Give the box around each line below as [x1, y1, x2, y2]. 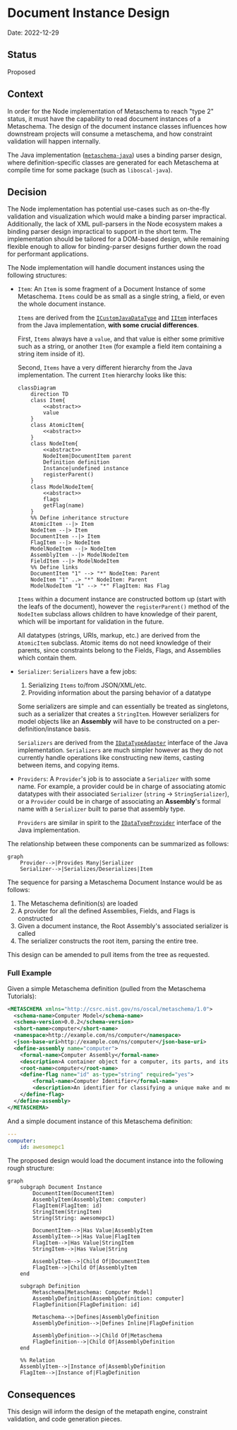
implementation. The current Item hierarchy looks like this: [17, 371, 187, 380]
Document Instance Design [7, 5, 170, 21]
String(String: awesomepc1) [32, 1214, 115, 1222]
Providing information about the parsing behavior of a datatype [28, 688, 212, 697]
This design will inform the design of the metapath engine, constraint [7, 1407, 208, 1416]
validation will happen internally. [7, 136, 101, 146]
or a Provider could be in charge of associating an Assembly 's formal [17, 797, 221, 806]
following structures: [7, 271, 67, 280]
